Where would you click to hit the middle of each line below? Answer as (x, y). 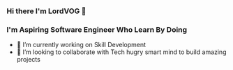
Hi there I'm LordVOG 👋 (46, 11)
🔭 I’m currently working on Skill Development (81, 45)
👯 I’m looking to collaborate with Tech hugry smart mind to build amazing (121, 52)
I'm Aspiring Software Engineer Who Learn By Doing (97, 29)
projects (29, 60)
